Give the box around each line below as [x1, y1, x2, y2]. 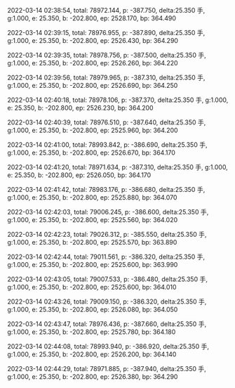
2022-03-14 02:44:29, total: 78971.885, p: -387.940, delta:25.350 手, [7, 365, 207, 373]
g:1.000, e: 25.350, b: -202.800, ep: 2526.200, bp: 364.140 [7, 350, 177, 358]
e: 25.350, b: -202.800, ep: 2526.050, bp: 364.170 [7, 171, 152, 179]
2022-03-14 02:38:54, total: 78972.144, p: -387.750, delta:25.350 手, [7, 6, 206, 14]
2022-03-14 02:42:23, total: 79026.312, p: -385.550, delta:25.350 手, [7, 231, 207, 238]
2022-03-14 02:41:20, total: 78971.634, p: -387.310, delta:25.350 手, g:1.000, [7, 163, 228, 171]
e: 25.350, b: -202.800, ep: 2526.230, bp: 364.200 [7, 104, 154, 112]
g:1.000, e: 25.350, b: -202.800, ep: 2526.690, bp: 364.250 [7, 82, 178, 89]
